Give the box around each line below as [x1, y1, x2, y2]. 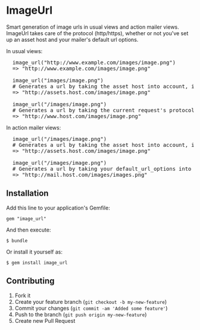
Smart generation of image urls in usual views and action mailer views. [6, 23, 180, 30]
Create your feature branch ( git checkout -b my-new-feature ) [14, 298, 167, 305]
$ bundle [6, 238, 28, 243]
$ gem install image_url [6, 260, 68, 266]
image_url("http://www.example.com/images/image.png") [12, 59, 176, 66]
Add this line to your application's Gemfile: [6, 204, 110, 211]
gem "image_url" [6, 215, 46, 221]
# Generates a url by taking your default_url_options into [12, 165, 192, 172]
